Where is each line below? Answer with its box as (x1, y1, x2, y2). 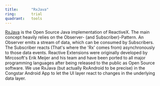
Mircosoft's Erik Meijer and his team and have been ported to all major (5, 55, 146, 61)
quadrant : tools (5, 16, 42, 21)
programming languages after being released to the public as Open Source (5, 60, 155, 66)
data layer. (5, 75, 26, 81)
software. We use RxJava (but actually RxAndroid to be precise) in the (5, 65, 145, 71)
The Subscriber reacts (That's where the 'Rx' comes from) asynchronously (5, 44, 155, 51)
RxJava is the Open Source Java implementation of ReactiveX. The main (5, 29, 150, 35)
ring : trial (5, 12, 42, 16)
